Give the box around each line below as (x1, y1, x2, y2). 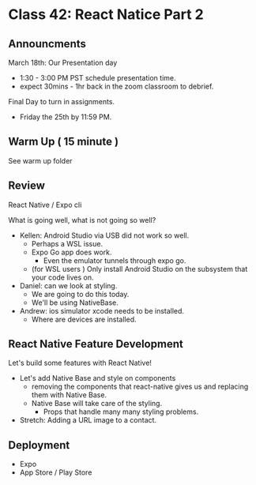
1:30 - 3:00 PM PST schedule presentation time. (19, 73, 176, 82)
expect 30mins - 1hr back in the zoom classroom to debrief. (19, 81, 214, 91)
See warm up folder (8, 156, 73, 165)
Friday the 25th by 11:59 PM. (19, 112, 112, 122)
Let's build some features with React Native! (8, 358, 152, 368)
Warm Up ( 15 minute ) (8, 135, 119, 149)
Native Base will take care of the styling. (31, 399, 163, 408)
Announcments (8, 37, 87, 51)
